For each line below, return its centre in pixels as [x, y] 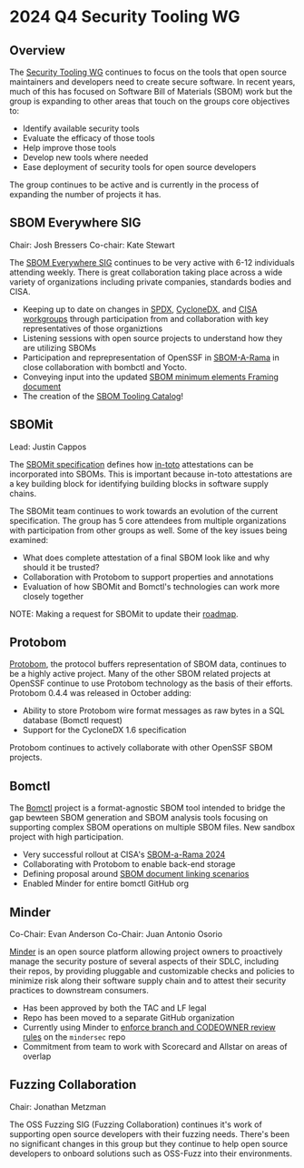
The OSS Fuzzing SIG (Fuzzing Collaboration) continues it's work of [136, 1124]
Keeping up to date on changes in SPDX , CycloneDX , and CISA [140, 309]
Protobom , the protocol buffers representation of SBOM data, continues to [148, 664]
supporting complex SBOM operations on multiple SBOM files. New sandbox [152, 827]
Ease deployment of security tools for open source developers [139, 167]
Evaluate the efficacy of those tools [89, 138]
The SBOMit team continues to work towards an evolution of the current [144, 510]
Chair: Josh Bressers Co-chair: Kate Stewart [92, 245]
